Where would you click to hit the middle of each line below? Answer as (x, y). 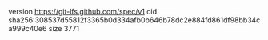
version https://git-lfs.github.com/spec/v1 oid (83, 12)
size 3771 (64, 28)
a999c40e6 (28, 28)
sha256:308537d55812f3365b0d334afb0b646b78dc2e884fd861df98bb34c (134, 20)
